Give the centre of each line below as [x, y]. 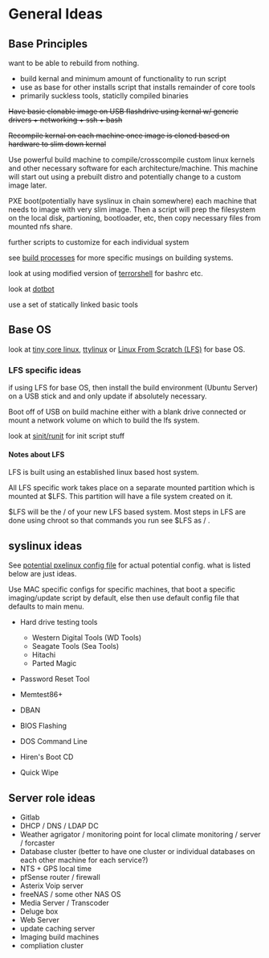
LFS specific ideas [45, 370]
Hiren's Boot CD [47, 757]
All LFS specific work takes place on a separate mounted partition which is [132, 488]
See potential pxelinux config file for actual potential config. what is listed [130, 565]
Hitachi [44, 655]
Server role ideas [52, 798]
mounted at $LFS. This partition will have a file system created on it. [120, 497]
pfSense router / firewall [60, 877]
